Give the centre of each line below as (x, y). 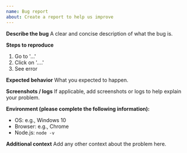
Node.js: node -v (34, 133)
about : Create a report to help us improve (60, 17)
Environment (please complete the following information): (78, 109)
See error (26, 68)
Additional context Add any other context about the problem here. (86, 144)
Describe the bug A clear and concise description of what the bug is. (89, 33)
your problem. (23, 98)
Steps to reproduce (30, 45)
